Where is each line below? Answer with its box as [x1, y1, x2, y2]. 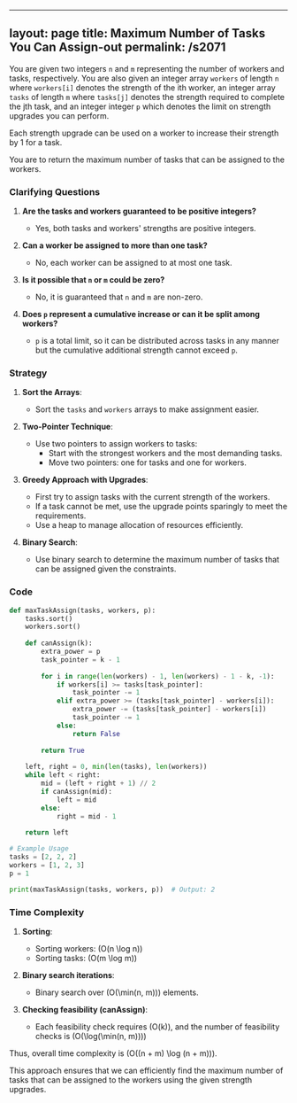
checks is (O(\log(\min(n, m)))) [34, 1030, 148, 1041]
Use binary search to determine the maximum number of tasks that [34, 555, 280, 565]
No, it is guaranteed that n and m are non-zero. [34, 291, 203, 302]
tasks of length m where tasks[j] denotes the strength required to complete [9, 91, 286, 102]
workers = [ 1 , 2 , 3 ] [9, 860, 86, 869]
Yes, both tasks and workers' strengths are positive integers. [34, 223, 256, 234]
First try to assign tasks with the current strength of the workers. [34, 492, 270, 502]
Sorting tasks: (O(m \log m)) [34, 952, 138, 963]
